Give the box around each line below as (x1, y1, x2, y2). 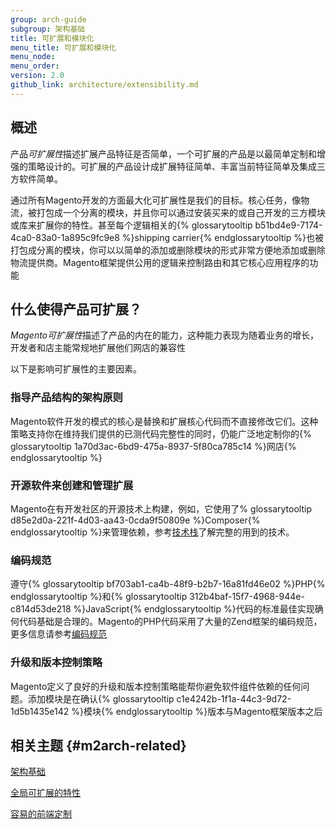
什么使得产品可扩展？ (10, 301, 142, 318)
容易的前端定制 (10, 808, 72, 820)
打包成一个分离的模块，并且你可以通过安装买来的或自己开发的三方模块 (36, 206, 326, 218)
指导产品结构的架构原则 (10, 391, 123, 405)
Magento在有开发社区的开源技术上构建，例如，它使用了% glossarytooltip (10, 502, 312, 515)
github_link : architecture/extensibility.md (10, 80, 199, 90)
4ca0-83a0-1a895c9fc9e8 (10, 231, 120, 243)
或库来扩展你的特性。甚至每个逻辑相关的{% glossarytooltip (10, 219, 253, 231)
